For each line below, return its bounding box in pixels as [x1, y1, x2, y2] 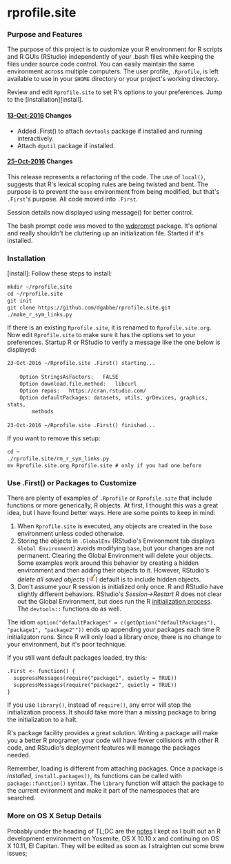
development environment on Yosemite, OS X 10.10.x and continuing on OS [7, 834, 219, 843]
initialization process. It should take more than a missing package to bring [7, 708, 217, 717]
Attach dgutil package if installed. [17, 141, 115, 150]
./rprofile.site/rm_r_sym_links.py [7, 456, 110, 462]
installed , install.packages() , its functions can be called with [7, 772, 183, 780]
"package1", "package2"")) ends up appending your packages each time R [7, 625, 221, 634]
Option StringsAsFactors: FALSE [19, 374, 119, 381]
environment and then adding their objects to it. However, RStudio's [17, 566, 210, 575]
